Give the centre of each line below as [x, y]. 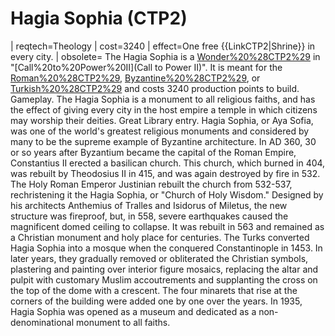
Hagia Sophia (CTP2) [99, 18]
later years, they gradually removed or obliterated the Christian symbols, [159, 258]
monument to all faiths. [123, 322]
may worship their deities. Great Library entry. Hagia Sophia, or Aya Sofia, [162, 120]
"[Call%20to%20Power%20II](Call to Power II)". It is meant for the [146, 67]
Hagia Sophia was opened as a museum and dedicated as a [133, 311]
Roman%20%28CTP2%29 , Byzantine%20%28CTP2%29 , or [135, 78]
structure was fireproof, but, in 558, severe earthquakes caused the [149, 216]
